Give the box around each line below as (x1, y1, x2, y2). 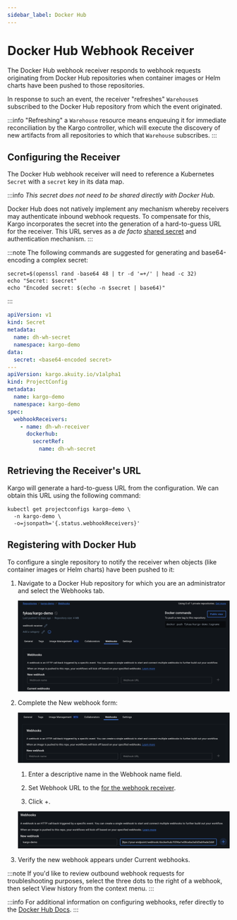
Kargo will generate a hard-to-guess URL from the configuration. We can (7, 483, 219, 492)
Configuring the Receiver (7, 151, 121, 163)
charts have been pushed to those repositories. (7, 81, 145, 90)
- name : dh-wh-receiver (20, 423, 90, 430)
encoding (7, 256, 35, 265)
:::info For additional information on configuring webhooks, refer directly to (7, 897, 224, 906)
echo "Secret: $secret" (7, 277, 78, 285)
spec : (7, 408, 23, 416)
